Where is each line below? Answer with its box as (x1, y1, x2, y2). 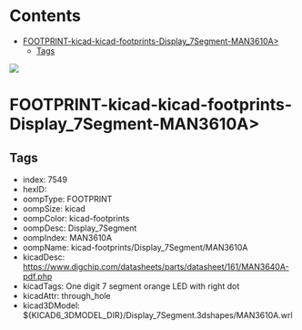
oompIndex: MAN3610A (22, 232, 112, 242)
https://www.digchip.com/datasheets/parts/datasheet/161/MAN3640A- (22, 261, 289, 272)
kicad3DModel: (22, 300, 80, 311)
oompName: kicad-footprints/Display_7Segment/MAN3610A (22, 242, 248, 253)
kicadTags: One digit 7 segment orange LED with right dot (22, 280, 240, 292)
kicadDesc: (22, 252, 65, 263)
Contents (9, 5, 82, 26)
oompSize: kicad (22, 202, 86, 214)
